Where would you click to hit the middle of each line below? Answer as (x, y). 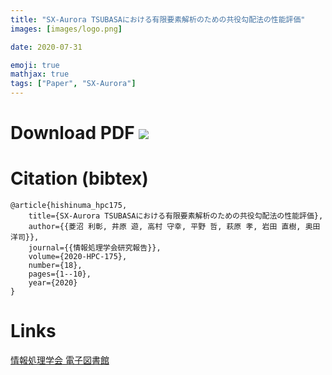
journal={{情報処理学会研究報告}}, (95, 248)
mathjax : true (40, 74)
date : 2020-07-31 (46, 47)
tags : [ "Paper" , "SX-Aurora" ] (73, 84)
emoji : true (35, 65)
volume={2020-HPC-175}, (78, 257)
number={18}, (55, 266)
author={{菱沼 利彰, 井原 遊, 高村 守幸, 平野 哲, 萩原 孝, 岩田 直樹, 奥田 (174, 227)
